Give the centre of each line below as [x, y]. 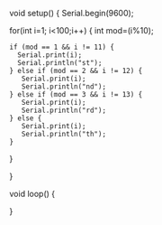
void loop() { [32, 194]
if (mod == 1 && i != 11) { [62, 47]
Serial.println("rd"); [63, 110]
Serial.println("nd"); [63, 87]
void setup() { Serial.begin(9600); [72, 13]
